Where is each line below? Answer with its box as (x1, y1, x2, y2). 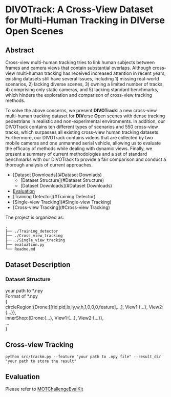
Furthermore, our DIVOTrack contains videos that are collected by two (5, 135, 154, 140)
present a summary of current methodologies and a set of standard (5, 151, 147, 157)
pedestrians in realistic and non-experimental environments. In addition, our (5, 118, 165, 124)
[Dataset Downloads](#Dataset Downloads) (20, 183, 113, 189)
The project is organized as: (5, 214, 65, 220)
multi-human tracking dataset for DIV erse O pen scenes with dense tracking (5, 113, 165, 119)
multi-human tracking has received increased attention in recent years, (16, 70, 166, 76)
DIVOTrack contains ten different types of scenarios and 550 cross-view (5, 124, 158, 130)
